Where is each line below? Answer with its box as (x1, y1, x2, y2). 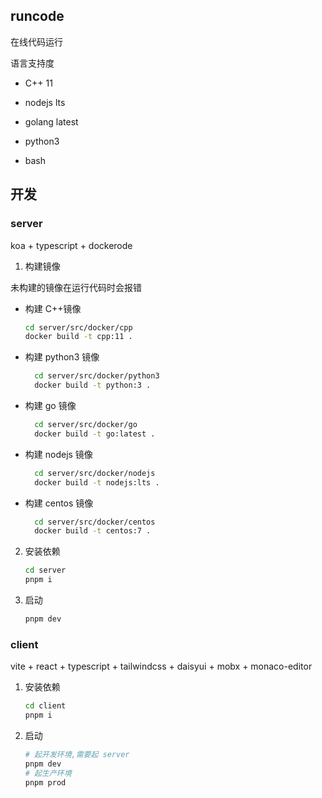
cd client (24, 701, 67, 711)
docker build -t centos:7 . (34, 526, 152, 536)
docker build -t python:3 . (34, 380, 152, 391)
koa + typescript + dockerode (10, 239, 133, 251)
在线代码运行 (10, 35, 63, 48)
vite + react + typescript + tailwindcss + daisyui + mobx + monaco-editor (10, 660, 313, 673)
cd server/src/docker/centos (34, 517, 156, 527)
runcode (10, 8, 65, 25)
